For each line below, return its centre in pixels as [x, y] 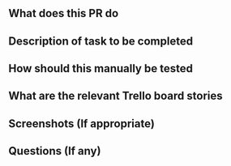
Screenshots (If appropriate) [82, 123]
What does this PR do [64, 13]
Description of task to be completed [101, 41]
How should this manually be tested [101, 68]
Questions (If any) [55, 151]
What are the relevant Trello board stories [115, 96]
